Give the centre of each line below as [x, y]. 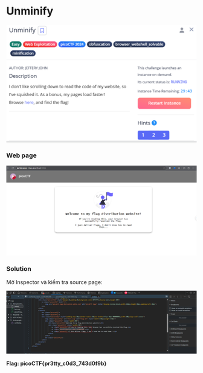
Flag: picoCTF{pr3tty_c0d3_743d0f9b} [56, 363]
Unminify [30, 11]
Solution [19, 269]
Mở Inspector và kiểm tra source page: [54, 282]
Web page [22, 155]
